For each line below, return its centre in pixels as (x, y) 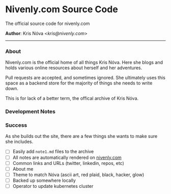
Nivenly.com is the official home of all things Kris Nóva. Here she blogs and (84, 63)
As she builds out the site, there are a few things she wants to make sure (81, 136)
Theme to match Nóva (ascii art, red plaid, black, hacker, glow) (78, 175)
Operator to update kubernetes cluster (53, 186)
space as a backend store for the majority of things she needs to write (79, 83)
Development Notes (31, 112)
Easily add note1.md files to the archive (53, 152)
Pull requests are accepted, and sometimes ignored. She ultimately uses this (85, 78)
